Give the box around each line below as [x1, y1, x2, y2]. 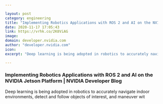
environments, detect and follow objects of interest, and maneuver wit [5, 93, 145, 99]
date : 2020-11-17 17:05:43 [5, 25, 60, 29]
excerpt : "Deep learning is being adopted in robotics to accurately [5, 52, 149, 56]
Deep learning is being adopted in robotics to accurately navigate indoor [5, 89, 150, 94]
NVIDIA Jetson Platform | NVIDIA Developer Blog [5, 78, 122, 84]
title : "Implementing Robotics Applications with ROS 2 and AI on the [5, 20, 151, 25]
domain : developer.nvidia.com [5, 38, 66, 43]
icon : [5, 47, 16, 52]
